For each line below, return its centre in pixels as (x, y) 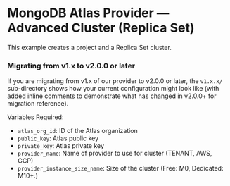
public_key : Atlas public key (58, 138)
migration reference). (38, 104)
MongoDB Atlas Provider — (88, 13)
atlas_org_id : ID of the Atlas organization (78, 131)
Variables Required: (36, 117)
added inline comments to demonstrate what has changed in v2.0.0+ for (112, 96)
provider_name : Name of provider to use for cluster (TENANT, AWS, (115, 154)
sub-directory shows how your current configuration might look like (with (113, 89)
